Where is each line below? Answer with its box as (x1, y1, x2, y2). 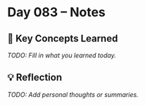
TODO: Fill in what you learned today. (7, 51, 116, 59)
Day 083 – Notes (7, 4, 106, 20)
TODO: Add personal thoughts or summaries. (7, 90, 139, 99)
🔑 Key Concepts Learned (7, 33, 118, 45)
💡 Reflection (7, 71, 62, 83)
